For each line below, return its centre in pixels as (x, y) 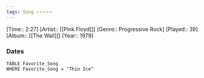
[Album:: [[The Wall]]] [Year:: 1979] (50, 35)
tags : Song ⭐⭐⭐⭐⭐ (30, 12)
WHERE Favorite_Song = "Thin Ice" (50, 69)
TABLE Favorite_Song (33, 63)
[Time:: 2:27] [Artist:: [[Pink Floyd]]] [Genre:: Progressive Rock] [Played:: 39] (102, 29)
